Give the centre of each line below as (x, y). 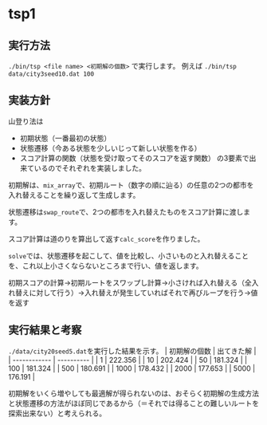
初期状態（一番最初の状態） (65, 138)
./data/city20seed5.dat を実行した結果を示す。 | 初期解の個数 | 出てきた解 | (132, 351)
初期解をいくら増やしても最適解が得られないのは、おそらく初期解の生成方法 (133, 393)
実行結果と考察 (45, 331)
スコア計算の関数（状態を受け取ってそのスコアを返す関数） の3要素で (134, 158)
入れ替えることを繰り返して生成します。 (74, 195)
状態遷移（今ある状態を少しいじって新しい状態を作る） (110, 148)
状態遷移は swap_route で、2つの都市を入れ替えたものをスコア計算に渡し (126, 211)
